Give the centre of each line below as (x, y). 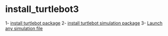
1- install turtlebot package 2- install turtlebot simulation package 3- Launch (84, 23)
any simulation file (24, 28)
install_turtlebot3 (42, 9)
